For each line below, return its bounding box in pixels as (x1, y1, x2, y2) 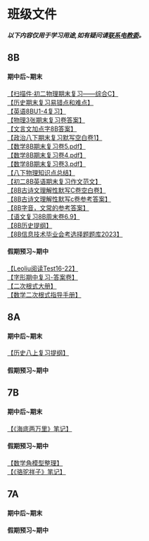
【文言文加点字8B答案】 (7, 124, 77, 133)
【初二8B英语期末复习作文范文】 (7, 177, 102, 185)
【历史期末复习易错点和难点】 (7, 98, 93, 106)
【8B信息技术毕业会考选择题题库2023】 (7, 230, 123, 238)
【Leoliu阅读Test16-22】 (7, 264, 79, 273)
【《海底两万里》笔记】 (7, 424, 72, 433)
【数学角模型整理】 (7, 458, 63, 467)
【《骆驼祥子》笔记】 (7, 467, 66, 476)
